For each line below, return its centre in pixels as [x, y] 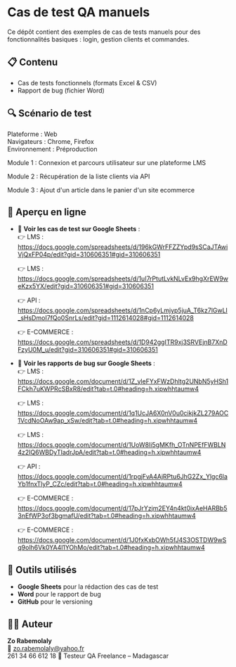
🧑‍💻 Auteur [30, 624]
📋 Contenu [33, 62]
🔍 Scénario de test [50, 114]
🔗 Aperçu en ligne [47, 212]
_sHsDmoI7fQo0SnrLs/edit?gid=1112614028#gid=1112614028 [106, 318]
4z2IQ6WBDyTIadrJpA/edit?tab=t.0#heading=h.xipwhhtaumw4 [109, 453]
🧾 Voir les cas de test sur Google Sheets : [79, 229]
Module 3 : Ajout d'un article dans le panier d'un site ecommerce [101, 190]
